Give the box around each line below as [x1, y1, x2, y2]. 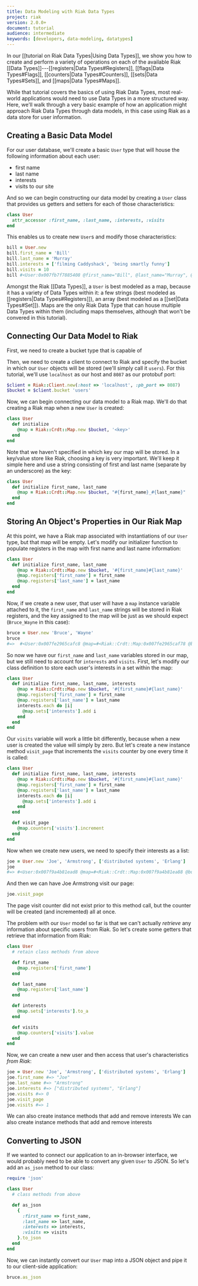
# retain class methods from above [12, 949, 99, 955]
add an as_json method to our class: [6, 1164, 95, 1171]
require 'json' [6, 1175, 44, 1181]
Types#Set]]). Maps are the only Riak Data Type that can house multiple [6, 301, 181, 309]
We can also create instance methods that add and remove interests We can [6, 1112, 192, 1119]
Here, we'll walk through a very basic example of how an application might [6, 101, 187, 108]
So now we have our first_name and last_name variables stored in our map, [6, 651, 189, 658]
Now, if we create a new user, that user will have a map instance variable [6, 599, 180, 606]
